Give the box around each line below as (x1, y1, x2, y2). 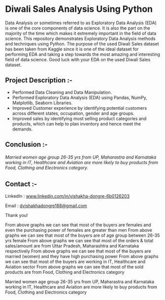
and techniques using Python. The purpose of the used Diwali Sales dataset (5, 41, 159, 46)
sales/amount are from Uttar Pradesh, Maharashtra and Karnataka (5, 243, 139, 249)
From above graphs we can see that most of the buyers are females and (5, 221, 151, 228)
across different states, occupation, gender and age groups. (12, 110, 134, 116)
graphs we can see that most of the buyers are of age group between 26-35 (5, 232, 160, 238)
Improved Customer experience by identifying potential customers (12, 105, 147, 111)
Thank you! (5, 212, 28, 218)
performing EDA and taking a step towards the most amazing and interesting (5, 51, 160, 57)
